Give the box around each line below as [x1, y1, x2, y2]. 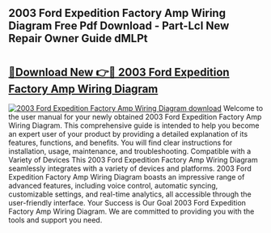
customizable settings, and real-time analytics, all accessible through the [8, 189, 252, 199]
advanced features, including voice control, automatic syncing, [8, 181, 218, 190]
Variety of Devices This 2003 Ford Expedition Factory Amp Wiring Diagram [8, 155, 258, 164]
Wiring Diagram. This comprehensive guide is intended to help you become [8, 121, 260, 130]
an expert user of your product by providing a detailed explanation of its [8, 129, 248, 138]
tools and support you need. [8, 215, 103, 225]
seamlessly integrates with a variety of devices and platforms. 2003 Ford [8, 163, 252, 173]
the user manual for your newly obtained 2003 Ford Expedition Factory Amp [8, 112, 262, 121]
